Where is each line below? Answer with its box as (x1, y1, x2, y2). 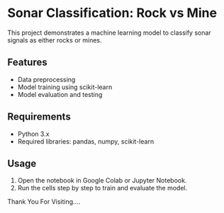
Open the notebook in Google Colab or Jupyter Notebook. (17, 176, 187, 185)
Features (7, 57, 47, 69)
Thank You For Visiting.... (7, 197, 81, 206)
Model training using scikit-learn (17, 83, 113, 91)
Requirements (7, 111, 71, 123)
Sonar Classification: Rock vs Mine (7, 5, 218, 21)
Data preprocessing (17, 75, 76, 84)
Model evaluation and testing (17, 90, 103, 98)
